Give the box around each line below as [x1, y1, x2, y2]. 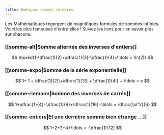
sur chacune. [5, 31, 32, 37]
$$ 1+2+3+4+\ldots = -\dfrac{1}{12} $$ [43, 125, 122, 131]
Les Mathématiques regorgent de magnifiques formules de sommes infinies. [5, 21, 160, 27]
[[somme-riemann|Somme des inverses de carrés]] [5, 90, 131, 97]
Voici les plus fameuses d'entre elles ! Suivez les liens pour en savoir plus [5, 26, 154, 32]
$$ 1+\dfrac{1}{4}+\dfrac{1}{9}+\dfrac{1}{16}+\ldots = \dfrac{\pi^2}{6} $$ [8, 101, 157, 107]
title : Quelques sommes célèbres [5, 7, 74, 12]
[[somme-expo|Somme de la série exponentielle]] [5, 67, 127, 74]
